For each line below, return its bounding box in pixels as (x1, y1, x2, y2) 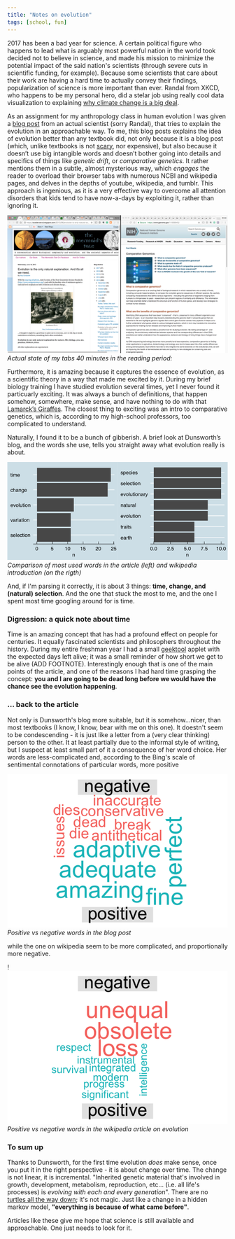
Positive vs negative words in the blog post (7, 928, 131, 937)
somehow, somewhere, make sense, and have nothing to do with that (7, 397, 207, 405)
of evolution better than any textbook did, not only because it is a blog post (7, 134, 224, 143)
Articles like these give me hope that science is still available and (7, 1217, 194, 1225)
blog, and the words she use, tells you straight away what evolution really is (7, 440, 225, 449)
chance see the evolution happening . (7, 682, 117, 691)
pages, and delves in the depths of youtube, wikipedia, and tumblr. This (7, 178, 213, 187)
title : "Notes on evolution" (7, 11, 92, 18)
